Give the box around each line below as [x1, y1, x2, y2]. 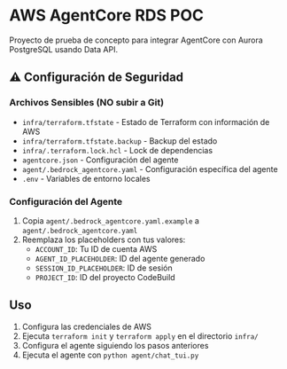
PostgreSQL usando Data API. [9, 43, 118, 54]
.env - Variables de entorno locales [21, 173, 151, 184]
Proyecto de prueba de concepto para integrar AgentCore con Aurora [9, 35, 263, 45]
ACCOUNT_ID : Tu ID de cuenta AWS [35, 243, 158, 254]
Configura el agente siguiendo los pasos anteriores [21, 340, 209, 350]
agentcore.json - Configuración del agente [21, 154, 179, 165]
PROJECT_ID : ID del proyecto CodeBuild [35, 271, 175, 282]
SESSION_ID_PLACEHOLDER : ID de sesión [35, 263, 173, 273]
